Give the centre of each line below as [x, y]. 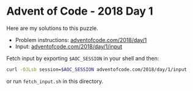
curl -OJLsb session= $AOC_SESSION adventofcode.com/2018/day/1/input [97, 69]
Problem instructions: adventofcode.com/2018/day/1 [81, 40]
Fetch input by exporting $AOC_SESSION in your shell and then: [83, 58]
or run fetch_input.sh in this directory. [55, 81]
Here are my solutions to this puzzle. [53, 28]
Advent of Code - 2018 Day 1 [80, 11]
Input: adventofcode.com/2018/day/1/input [69, 46]
